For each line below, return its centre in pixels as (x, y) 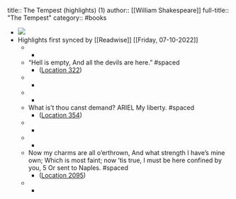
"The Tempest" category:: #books (57, 18)
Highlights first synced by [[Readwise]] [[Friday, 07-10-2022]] (108, 40)
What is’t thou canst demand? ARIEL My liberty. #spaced (111, 108)
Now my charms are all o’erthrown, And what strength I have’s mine (127, 153)
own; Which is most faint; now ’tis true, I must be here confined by (125, 160)
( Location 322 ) (61, 70)
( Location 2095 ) (62, 175)
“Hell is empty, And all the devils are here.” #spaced (104, 62)
